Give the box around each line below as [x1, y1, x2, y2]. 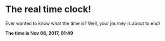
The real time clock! [5, 4, 91, 15]
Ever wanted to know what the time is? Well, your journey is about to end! [5, 20, 160, 26]
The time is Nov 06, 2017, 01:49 [5, 30, 73, 36]
